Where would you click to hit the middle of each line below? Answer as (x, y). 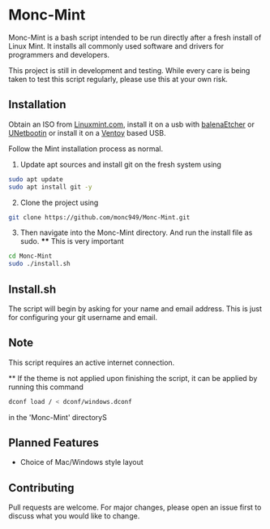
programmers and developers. (59, 54)
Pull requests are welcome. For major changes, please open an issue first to (135, 507)
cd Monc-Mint (30, 256)
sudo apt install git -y (50, 187)
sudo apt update (36, 179)
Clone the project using (59, 202)
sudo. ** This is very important (72, 241)
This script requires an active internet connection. (92, 362)
